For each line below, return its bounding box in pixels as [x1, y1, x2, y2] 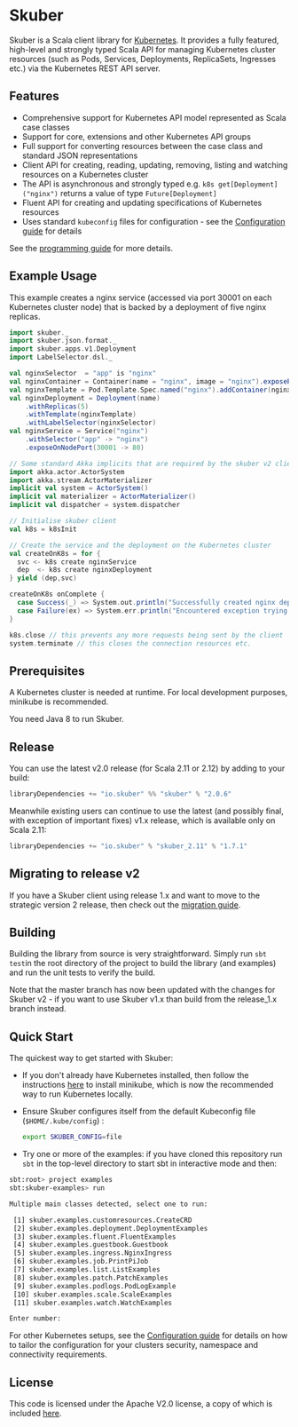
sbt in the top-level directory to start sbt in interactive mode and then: [21, 1158, 278, 1169]
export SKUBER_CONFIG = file [21, 1133, 122, 1142]
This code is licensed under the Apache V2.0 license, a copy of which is [9, 1399, 273, 1409]
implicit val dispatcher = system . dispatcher [9, 501, 180, 510]
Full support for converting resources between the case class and [21, 140, 263, 151]
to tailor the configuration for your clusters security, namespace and [9, 1340, 259, 1351]
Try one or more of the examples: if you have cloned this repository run [21, 1149, 283, 1160]
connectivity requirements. [9, 1349, 108, 1360]
